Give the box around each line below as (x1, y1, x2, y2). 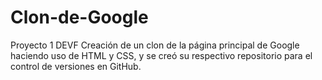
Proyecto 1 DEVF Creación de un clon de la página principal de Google (10, 39, 300, 51)
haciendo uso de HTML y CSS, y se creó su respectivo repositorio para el (10, 49, 313, 61)
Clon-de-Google (10, 6, 149, 29)
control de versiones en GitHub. (10, 60, 142, 72)
